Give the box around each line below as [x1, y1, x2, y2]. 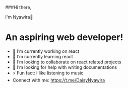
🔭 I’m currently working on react [12, 48, 80, 54]
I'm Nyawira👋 [5, 14, 33, 20]
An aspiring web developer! [5, 32, 123, 43]
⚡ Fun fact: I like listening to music [12, 70, 84, 76]
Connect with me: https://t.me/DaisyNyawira [12, 77, 105, 83]
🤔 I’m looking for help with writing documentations [12, 64, 117, 70]
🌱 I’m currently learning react [12, 53, 73, 59]
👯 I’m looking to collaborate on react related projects [12, 59, 122, 65]
